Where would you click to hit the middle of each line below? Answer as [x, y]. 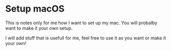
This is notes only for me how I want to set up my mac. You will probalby [81, 23]
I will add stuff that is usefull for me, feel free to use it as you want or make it [86, 38]
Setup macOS [35, 9]
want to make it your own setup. [39, 28]
